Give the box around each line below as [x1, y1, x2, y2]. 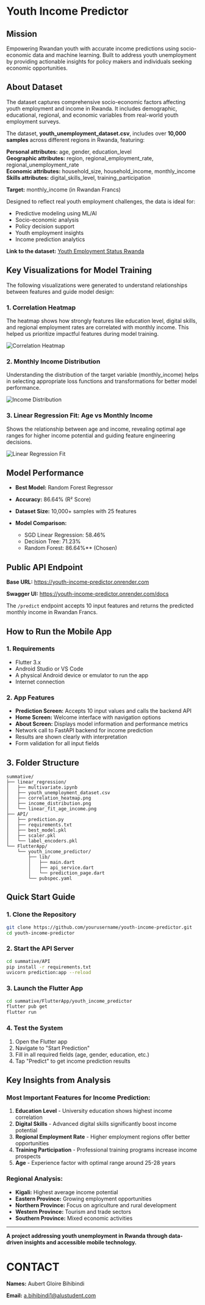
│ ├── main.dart [28, 859, 75, 865]
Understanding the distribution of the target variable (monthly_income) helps [6, 371, 199, 379]
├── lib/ [28, 853, 51, 860]
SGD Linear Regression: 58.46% [24, 531, 106, 539]
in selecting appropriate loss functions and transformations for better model [6, 377, 197, 385]
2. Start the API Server [6, 944, 74, 953]
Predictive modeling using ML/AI [15, 209, 98, 217]
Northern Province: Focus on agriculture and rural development [15, 1201, 177, 1209]
